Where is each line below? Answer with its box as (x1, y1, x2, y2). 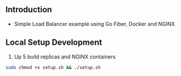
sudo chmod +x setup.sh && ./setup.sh (5, 64, 101, 70)
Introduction (5, 5, 52, 15)
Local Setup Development (5, 38, 103, 48)
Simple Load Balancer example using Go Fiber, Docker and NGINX (14, 20, 175, 27)
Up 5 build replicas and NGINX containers (14, 53, 116, 60)
